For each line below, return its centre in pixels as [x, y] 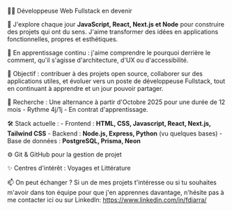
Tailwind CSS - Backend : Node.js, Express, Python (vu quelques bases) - [115, 133]
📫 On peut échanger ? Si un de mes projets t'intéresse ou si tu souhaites [112, 182]
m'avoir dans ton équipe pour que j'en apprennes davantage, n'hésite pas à [116, 192]
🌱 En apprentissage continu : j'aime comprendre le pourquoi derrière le [109, 53]
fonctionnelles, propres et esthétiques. [63, 39]
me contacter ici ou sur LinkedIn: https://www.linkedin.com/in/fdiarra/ [107, 200]
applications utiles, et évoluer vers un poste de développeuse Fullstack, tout [116, 81]
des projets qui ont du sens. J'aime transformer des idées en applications [113, 32]
